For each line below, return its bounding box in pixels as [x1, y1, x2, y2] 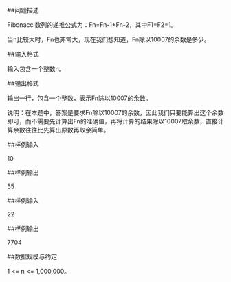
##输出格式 [7, 79, 39, 88]
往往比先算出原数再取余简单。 [25, 126, 110, 134]
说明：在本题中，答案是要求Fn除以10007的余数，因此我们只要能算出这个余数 [7, 109, 224, 117]
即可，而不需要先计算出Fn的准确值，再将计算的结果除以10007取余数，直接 [7, 117, 218, 125]
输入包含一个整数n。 [7, 65, 65, 72]
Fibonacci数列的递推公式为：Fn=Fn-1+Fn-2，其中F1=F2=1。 [7, 21, 177, 29]
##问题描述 [7, 6, 39, 14]
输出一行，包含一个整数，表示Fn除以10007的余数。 [7, 94, 152, 102]
